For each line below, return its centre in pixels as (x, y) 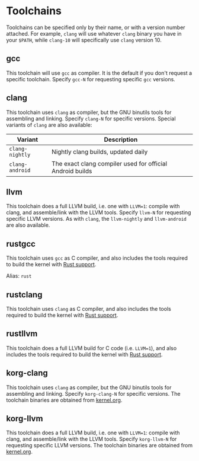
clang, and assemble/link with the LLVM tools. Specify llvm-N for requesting (99, 212)
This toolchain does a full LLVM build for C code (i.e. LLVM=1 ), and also (92, 348)
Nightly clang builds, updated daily (99, 151)
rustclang (24, 295)
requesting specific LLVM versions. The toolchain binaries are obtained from (99, 446)
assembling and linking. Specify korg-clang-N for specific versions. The (93, 393)
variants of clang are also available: (49, 125)
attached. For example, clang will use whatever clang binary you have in (94, 33)
